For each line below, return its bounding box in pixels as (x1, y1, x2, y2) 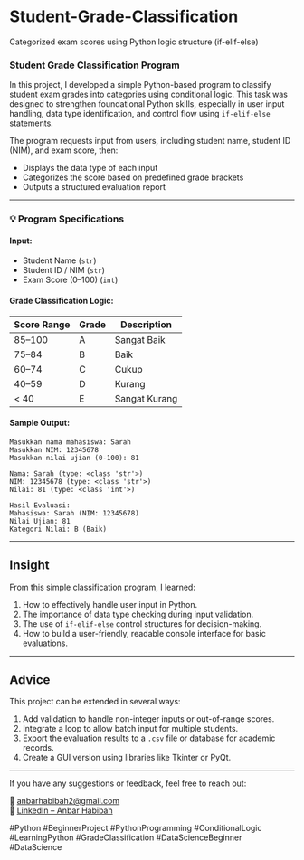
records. (22, 742, 54, 753)
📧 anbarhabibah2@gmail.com (9, 796, 120, 807)
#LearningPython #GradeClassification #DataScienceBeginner (9, 832, 242, 843)
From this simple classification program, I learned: (9, 581, 196, 592)
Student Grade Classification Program (9, 59, 180, 71)
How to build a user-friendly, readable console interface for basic (22, 628, 267, 638)
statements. (9, 118, 54, 128)
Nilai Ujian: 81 (9, 516, 71, 525)
